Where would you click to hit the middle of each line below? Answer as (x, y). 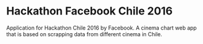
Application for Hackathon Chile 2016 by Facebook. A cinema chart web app (101, 28)
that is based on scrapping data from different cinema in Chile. (84, 34)
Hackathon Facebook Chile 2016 (89, 11)
